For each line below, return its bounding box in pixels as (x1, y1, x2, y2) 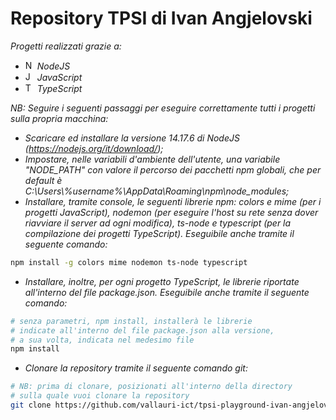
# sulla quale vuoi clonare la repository (10, 391, 190, 401)
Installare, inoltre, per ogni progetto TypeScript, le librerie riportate (24, 275, 300, 287)
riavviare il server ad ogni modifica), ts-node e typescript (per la (24, 217, 292, 229)
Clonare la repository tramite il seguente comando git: (24, 362, 248, 374)
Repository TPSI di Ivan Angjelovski (10, 7, 313, 30)
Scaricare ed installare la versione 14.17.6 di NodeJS (24, 132, 240, 144)
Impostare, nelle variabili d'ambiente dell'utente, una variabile (24, 153, 281, 165)
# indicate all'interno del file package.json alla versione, (10, 325, 275, 336)
